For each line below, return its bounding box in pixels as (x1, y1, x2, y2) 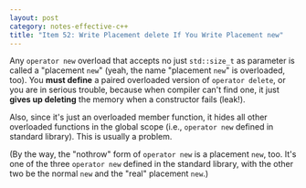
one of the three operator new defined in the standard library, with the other (9, 159, 294, 170)
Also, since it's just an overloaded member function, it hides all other (9, 111, 268, 123)
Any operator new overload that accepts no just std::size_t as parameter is (9, 56, 295, 67)
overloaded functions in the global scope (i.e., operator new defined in (9, 121, 274, 132)
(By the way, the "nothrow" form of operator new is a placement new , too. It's (9, 149, 297, 160)
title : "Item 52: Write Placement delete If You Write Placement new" (9, 30, 284, 39)
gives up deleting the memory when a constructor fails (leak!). (9, 94, 246, 105)
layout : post (9, 13, 59, 23)
